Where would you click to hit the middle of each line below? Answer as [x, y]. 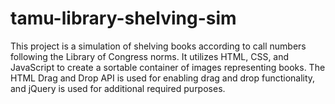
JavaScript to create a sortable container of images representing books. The [168, 67]
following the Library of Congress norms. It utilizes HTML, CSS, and [150, 56]
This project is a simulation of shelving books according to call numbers [158, 46]
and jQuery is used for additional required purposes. [118, 88]
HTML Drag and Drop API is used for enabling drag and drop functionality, [163, 78]
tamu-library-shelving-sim [123, 18]
